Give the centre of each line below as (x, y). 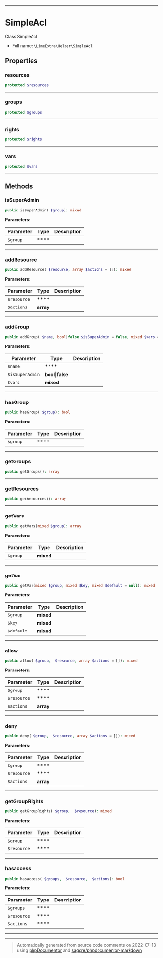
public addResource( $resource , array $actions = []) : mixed (68, 269)
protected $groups (24, 112)
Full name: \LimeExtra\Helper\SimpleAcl (52, 46)
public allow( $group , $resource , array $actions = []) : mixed (71, 661)
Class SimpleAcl (21, 36)
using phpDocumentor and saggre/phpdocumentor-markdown (79, 950)
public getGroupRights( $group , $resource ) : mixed (58, 811)
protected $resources (27, 85)
